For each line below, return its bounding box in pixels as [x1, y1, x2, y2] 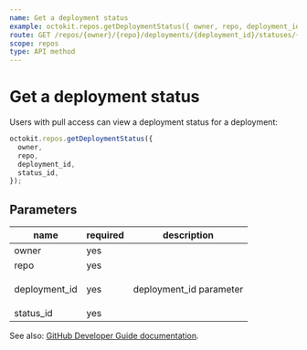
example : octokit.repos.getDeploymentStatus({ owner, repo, [9, 22, 244, 31]
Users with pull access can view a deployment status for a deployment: [9, 117, 279, 128]
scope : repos [9, 38, 59, 48]
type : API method [9, 47, 76, 57]
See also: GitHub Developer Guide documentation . [9, 330, 199, 342]
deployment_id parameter [132, 283, 244, 296]
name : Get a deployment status [9, 13, 129, 23]
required [86, 229, 125, 242]
